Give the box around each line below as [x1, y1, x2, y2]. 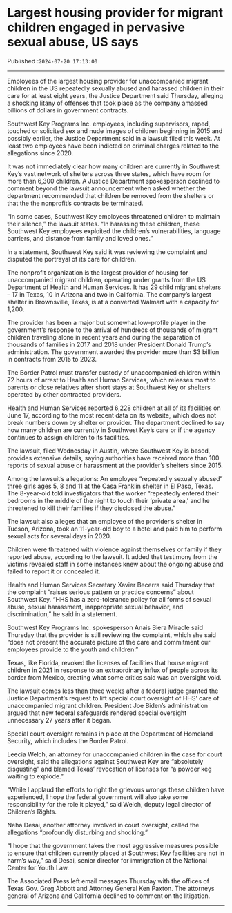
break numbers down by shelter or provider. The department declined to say [7, 418, 225, 426]
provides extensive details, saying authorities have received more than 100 [7, 453, 220, 462]
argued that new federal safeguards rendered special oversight [7, 709, 187, 717]
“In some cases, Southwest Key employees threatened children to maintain [7, 212, 220, 220]
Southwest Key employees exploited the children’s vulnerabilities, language [7, 226, 221, 235]
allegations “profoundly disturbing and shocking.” [7, 828, 148, 836]
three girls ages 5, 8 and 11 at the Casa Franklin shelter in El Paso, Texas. [7, 482, 214, 490]
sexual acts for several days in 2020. [7, 531, 112, 540]
